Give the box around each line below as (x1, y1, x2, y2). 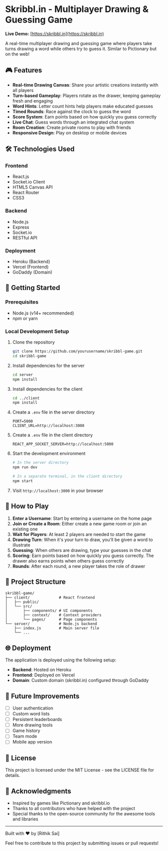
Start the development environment (12, 450, 86, 456)
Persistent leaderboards (12, 716, 62, 722)
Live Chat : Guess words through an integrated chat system (12, 119, 134, 125)
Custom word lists (12, 711, 50, 717)
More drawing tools (12, 722, 53, 728)
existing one (12, 526, 38, 532)
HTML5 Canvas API (12, 184, 53, 190)
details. (5, 772, 20, 778)
